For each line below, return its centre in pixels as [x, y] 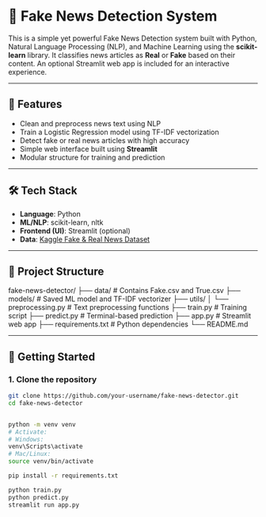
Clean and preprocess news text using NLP [90, 123]
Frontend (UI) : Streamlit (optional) [75, 230]
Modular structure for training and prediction [92, 157]
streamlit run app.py [44, 505]
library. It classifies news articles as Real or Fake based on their [131, 55]
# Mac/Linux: [30, 454]
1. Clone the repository [53, 379]
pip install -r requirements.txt [63, 476]
